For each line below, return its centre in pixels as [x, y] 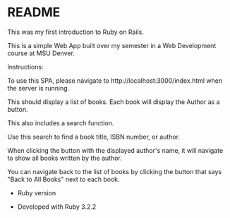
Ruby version [37, 193]
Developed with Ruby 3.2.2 [57, 207]
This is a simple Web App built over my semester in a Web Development [112, 45]
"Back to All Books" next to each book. [63, 179]
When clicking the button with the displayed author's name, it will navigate [115, 150]
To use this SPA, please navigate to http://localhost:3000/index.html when [115, 80]
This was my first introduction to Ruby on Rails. [76, 32]
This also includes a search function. [61, 123]
